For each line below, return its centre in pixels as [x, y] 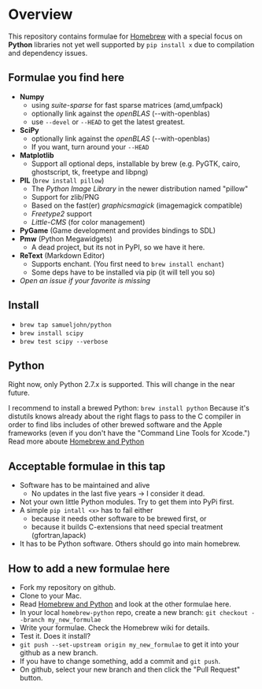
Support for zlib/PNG [65, 197]
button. [31, 678]
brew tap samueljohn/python [65, 325]
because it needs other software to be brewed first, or [119, 519]
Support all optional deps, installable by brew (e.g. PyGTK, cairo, [136, 164]
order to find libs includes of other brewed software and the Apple [115, 425]
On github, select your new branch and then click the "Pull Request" [130, 669]
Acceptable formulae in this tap [87, 466]
